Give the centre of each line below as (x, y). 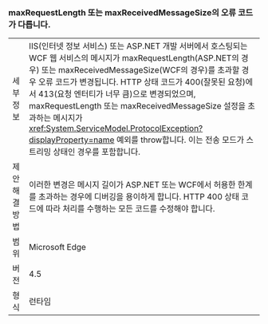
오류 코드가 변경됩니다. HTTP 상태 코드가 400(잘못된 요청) (142, 82)
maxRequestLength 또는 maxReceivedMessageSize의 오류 (122, 12)
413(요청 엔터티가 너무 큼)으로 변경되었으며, (117, 94)
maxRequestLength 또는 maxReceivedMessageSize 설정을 (137, 106)
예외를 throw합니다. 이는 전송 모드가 (180, 140)
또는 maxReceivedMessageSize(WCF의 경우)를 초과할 (140, 70)
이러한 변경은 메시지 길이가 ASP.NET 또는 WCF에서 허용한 (132, 185)
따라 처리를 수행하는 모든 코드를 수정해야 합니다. (130, 209)
